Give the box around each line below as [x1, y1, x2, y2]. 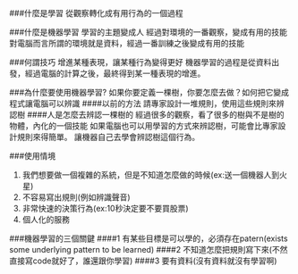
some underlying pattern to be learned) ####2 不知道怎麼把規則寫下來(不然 [9, 245, 288, 254]
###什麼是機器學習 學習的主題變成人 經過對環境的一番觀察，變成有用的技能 [9, 27, 288, 37]
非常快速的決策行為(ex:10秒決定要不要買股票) [21, 203, 190, 213]
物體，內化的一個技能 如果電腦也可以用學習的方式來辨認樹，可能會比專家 [9, 120, 278, 131]
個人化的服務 [21, 214, 70, 225]
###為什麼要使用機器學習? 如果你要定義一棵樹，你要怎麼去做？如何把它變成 [9, 87, 289, 97]
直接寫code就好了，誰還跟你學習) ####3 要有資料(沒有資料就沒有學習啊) [9, 255, 277, 266]
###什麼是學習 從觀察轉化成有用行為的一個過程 [9, 8, 183, 18]
